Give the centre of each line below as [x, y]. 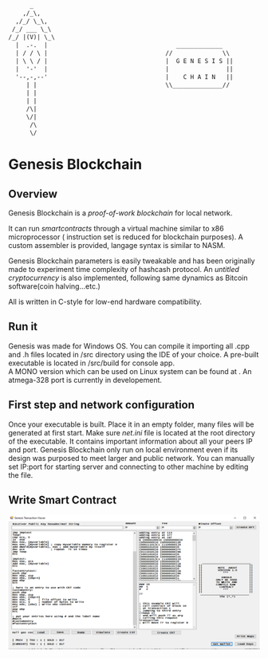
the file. [21, 475]
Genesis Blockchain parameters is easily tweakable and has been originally [132, 261]
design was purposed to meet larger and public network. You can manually [132, 458]
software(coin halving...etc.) [55, 286]
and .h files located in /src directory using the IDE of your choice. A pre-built [134, 354]
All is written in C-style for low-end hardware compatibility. [105, 301]
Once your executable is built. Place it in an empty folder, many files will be [131, 424]
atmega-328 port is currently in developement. [85, 380]
